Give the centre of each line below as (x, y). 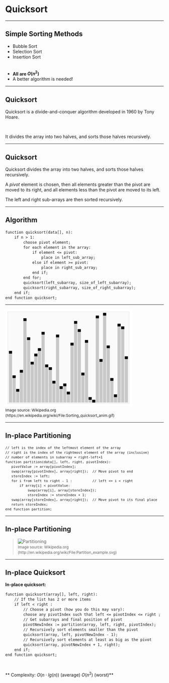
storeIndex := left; (31, 476)
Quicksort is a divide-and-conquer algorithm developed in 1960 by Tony (80, 112)
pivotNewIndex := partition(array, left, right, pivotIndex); (90, 625)
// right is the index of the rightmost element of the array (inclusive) (77, 452)
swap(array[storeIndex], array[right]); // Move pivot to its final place (84, 500)
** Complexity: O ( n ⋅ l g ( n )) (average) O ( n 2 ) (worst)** (60, 674)
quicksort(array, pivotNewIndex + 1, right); (72, 645)
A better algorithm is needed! (43, 79)
